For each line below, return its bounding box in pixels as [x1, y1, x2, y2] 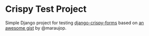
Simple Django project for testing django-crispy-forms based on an [5, 20, 144, 26]
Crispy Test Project [5, 3, 87, 15]
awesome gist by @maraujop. [5, 25, 67, 31]
